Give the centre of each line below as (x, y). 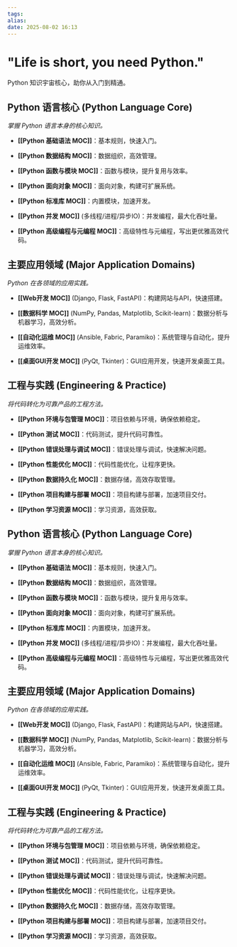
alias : (17, 21)
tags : (15, 14)
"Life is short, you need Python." (106, 62)
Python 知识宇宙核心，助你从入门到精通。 (68, 83)
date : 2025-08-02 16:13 (43, 27)
